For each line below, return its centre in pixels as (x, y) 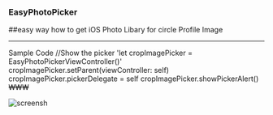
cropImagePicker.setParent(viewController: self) (89, 70)
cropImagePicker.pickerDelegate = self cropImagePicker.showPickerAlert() (134, 79)
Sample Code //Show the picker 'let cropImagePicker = (101, 53)
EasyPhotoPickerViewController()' (65, 62)
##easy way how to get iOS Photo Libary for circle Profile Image (116, 30)
